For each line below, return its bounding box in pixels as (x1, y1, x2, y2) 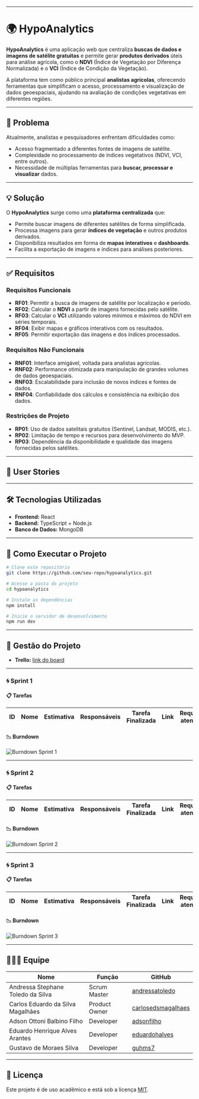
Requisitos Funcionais (6, 286, 71, 294)
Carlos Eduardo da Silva (9, 1000, 76, 1008)
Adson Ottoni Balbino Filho (9, 1017, 83, 1025)
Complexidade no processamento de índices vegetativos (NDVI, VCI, (14, 151, 182, 158)
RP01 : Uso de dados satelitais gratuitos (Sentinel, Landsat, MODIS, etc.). (14, 425, 191, 432)
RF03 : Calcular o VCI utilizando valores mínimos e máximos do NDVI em (14, 312, 191, 319)
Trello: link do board (14, 657, 65, 664)
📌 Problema (6, 118, 50, 128)
